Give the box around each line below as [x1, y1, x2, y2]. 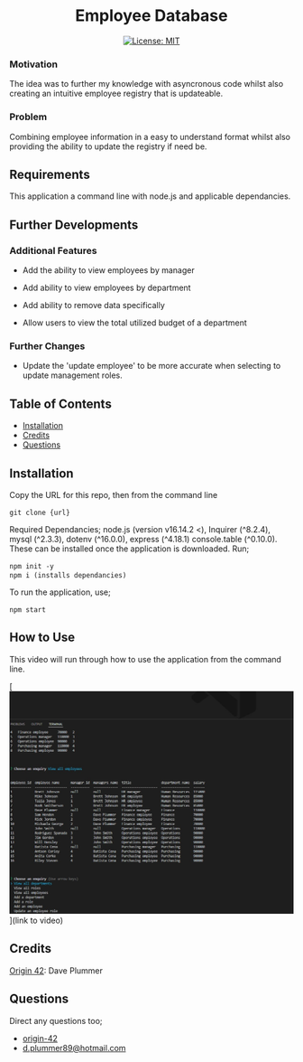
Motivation [9, 58, 59, 70]
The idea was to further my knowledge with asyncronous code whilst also [9, 79, 284, 89]
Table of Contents [9, 396, 113, 411]
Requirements [9, 166, 90, 182]
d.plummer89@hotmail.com [22, 1042, 126, 1053]
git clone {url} [9, 508, 70, 517]
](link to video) [9, 915, 63, 926]
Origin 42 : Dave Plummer [9, 964, 104, 976]
